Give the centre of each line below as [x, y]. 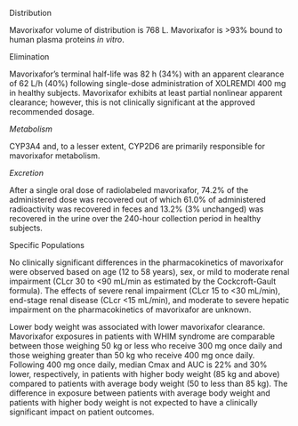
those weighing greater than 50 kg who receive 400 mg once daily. [132, 355]
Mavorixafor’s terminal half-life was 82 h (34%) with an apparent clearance [147, 74]
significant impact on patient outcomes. [82, 412]
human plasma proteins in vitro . [67, 40]
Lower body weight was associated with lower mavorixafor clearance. [137, 327]
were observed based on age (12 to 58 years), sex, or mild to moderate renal [149, 272]
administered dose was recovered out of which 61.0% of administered [137, 200]
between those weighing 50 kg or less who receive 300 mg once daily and [146, 346]
